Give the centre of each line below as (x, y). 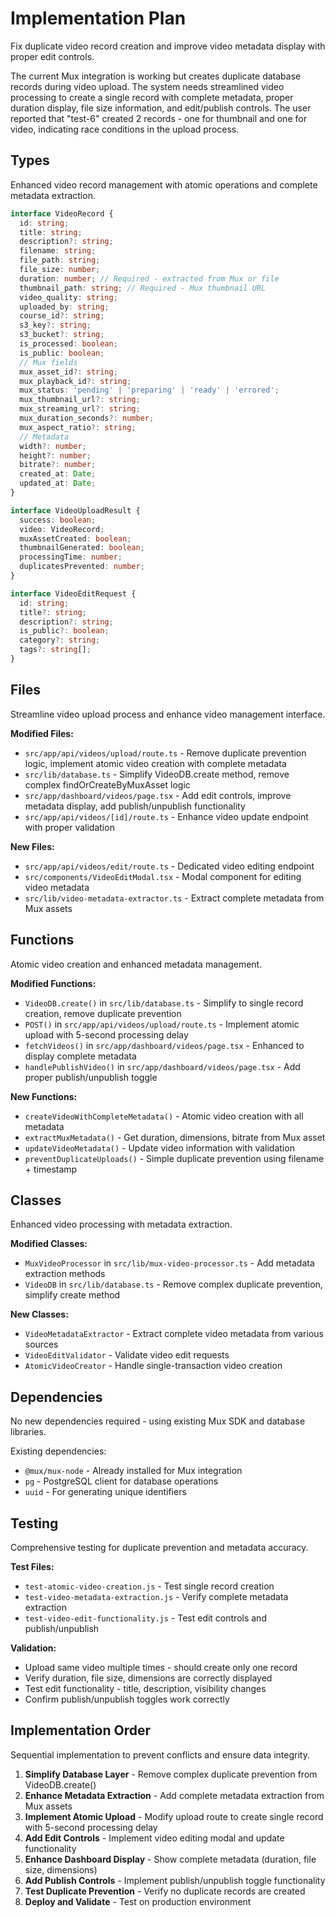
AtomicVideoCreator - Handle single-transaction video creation (153, 1366)
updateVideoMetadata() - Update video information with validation (159, 1148)
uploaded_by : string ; (64, 307)
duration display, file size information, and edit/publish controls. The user (161, 108)
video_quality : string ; (68, 297)
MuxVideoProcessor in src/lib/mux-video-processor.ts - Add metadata (169, 1263)
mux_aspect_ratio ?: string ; (78, 427)
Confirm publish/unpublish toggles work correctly (127, 1699)
